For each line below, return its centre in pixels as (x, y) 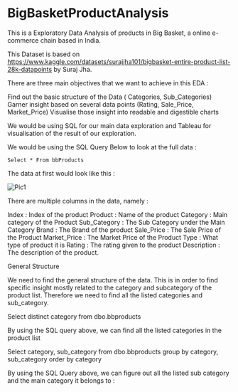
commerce (23, 40)
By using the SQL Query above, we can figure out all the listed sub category (118, 373)
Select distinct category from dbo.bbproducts (74, 316)
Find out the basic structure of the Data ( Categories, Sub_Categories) (110, 97)
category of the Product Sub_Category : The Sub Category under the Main (116, 222)
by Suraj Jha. (73, 69)
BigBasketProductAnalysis (88, 13)
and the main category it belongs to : (61, 380)
